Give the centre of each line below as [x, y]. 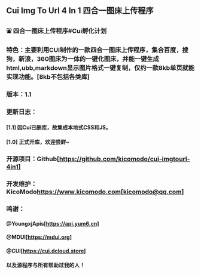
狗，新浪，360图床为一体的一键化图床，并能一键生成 [83, 59]
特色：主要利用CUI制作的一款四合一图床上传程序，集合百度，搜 [97, 50]
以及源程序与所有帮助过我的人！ [45, 265]
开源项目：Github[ [33, 159]
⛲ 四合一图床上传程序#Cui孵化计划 [57, 31]
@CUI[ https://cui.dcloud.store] [46, 251]
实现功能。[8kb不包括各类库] [48, 77]
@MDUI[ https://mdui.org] [39, 237]
